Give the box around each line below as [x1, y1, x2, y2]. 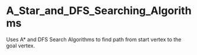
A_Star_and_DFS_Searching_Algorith [6, 4, 192, 18]
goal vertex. [6, 42, 35, 49]
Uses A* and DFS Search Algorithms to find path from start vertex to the [6, 36, 182, 43]
